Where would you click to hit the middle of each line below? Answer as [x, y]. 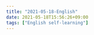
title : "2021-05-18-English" [42, 12]
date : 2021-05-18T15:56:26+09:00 [47, 17]
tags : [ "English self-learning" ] [47, 23]
